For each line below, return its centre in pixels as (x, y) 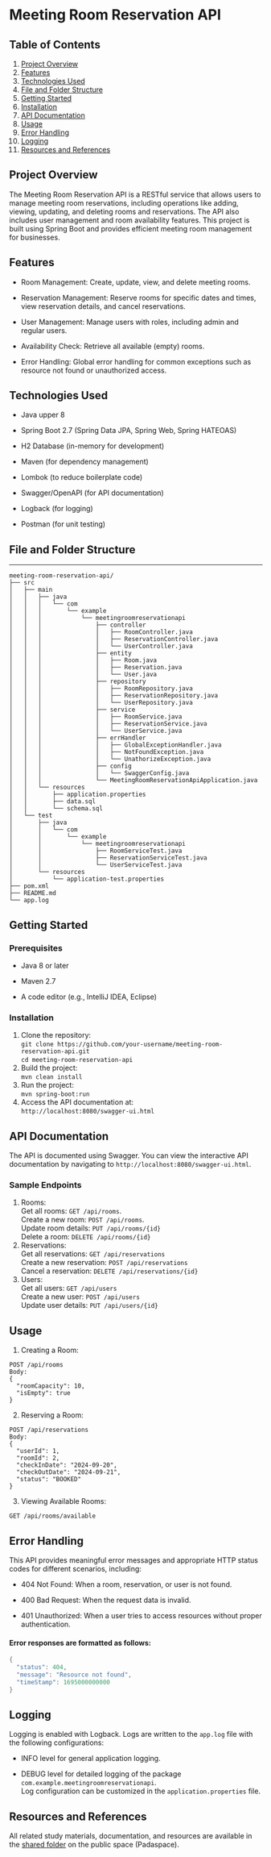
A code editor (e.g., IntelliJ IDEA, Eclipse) (89, 997)
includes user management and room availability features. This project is (129, 220)
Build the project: (49, 1068)
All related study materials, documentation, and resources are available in (131, 1836)
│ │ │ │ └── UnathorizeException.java (110, 760)
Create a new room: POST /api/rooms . (82, 1220)
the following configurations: (56, 1742)
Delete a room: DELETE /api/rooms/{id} (86, 1237)
